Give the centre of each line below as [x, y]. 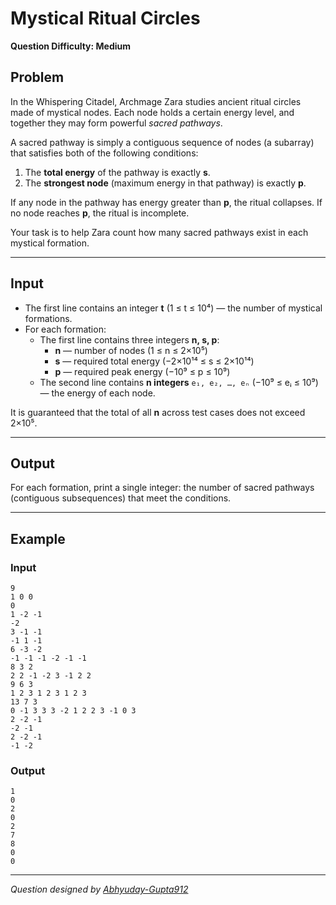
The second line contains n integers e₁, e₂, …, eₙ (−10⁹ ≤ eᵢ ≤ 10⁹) [179, 382]
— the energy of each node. [97, 393]
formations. [48, 318]
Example [38, 538]
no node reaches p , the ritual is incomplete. [100, 213]
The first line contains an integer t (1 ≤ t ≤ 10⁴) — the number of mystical [173, 308]
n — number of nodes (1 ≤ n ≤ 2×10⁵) [131, 350]
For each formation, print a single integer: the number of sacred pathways [162, 488]
